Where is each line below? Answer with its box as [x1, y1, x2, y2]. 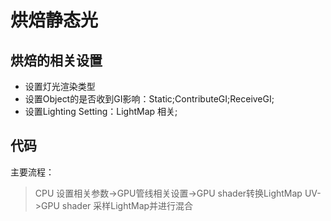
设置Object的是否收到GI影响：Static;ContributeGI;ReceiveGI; [24, 93, 275, 105]
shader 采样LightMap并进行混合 [61, 199, 194, 211]
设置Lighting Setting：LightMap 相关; [24, 106, 178, 117]
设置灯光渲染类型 [24, 81, 96, 92]
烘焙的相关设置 [10, 52, 103, 69]
